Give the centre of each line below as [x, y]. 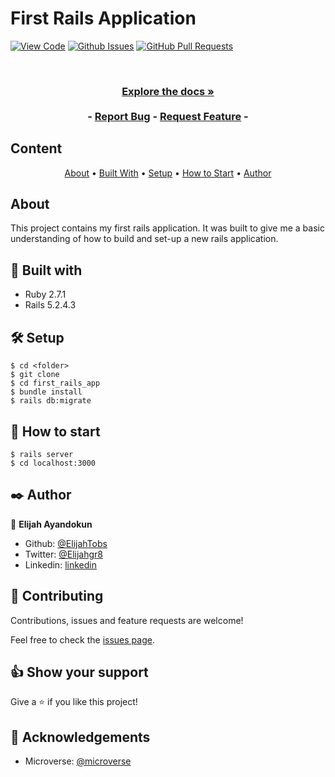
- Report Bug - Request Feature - [168, 116]
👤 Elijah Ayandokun [51, 524]
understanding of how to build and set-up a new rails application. [144, 239]
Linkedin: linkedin [60, 564]
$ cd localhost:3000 [53, 463]
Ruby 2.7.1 [45, 294]
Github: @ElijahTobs [66, 543]
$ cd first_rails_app [55, 383]
